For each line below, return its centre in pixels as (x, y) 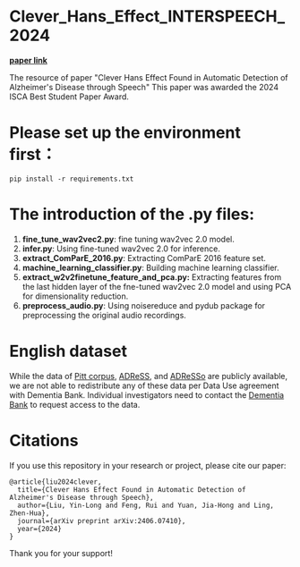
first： (33, 155)
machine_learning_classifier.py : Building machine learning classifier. (150, 267)
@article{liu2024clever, (56, 482)
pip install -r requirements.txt (72, 179)
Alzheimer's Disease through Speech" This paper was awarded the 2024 (144, 87)
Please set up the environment (125, 133)
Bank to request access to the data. (75, 404)
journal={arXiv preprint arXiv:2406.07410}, (102, 520)
